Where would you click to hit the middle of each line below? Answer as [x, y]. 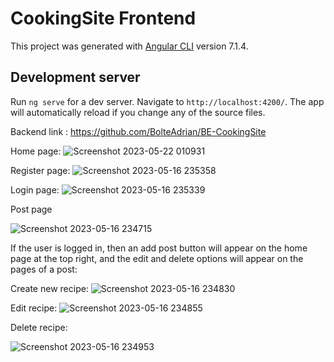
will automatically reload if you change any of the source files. [138, 112]
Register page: [40, 170]
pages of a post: [44, 269]
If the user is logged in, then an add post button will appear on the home [159, 248]
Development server [75, 77]
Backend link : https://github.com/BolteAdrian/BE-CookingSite [138, 131]
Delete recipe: [39, 327]
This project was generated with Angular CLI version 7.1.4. [129, 46]
